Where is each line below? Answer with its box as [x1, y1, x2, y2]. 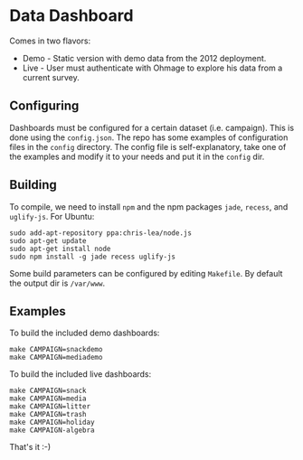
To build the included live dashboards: [9, 369, 152, 380]
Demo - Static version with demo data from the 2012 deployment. [22, 52, 267, 63]
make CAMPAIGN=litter [9, 402, 91, 411]
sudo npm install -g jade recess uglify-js [9, 252, 176, 261]
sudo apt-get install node [9, 244, 111, 253]
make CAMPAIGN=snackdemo [9, 345, 103, 354]
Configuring [9, 99, 80, 114]
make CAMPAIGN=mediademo [9, 353, 103, 362]
